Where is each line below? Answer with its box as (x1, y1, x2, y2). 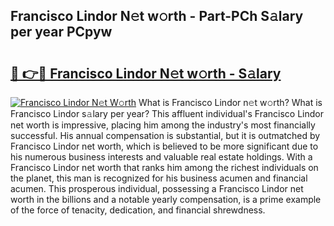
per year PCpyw (10, 24, 113, 41)
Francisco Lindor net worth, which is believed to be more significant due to (10, 140, 319, 152)
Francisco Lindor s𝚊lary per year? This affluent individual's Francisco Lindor (10, 108, 325, 119)
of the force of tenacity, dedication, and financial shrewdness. (10, 204, 266, 216)
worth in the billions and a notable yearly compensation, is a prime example (10, 194, 322, 205)
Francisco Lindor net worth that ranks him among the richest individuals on (10, 162, 319, 173)
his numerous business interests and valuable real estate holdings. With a (10, 151, 313, 163)
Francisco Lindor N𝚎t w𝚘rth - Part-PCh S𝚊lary (10, 8, 304, 25)
